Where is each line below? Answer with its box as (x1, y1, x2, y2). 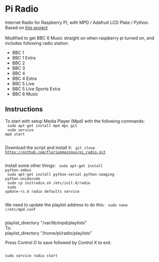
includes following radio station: (5, 40, 69, 46)
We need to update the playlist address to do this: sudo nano (5, 202, 128, 207)
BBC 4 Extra (12, 75, 37, 81)
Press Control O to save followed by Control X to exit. (5, 240, 112, 245)
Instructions (5, 105, 43, 113)
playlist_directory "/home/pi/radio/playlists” (5, 230, 92, 236)
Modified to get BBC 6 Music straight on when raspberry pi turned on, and (5, 35, 155, 41)
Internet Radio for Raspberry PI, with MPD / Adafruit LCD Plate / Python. (5, 19, 150, 25)
